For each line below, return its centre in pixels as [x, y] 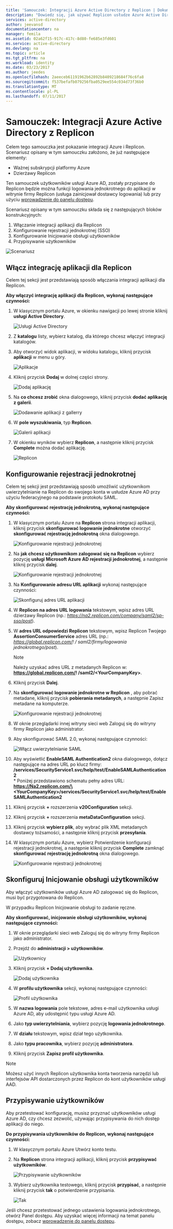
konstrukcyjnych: [24, 215]
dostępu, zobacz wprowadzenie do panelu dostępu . [61, 1221]
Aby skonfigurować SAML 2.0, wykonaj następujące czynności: [80, 739]
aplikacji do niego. [25, 1124]
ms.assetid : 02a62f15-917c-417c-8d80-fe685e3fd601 [61, 39]
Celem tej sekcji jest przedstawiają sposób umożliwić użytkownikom [78, 486]
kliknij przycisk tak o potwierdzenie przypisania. [64, 1190]
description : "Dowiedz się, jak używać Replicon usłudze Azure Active [83, 15]
